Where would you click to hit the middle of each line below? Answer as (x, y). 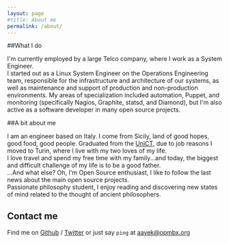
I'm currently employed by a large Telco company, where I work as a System (114, 59)
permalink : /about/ (35, 26)
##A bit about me (31, 123)
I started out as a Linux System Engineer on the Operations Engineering (108, 73)
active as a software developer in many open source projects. (94, 110)
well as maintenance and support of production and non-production (103, 88)
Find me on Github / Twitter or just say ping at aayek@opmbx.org (98, 233)
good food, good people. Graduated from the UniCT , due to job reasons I (110, 144)
